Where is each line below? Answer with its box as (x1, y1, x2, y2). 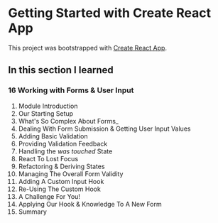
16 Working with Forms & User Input (8, 85, 134, 95)
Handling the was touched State (18, 147, 113, 156)
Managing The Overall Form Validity (18, 169, 124, 178)
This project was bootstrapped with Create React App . (8, 43, 168, 52)
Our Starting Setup (18, 109, 74, 118)
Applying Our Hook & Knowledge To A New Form (18, 200, 162, 208)
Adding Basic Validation (18, 131, 88, 140)
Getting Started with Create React (8, 5, 212, 21)
